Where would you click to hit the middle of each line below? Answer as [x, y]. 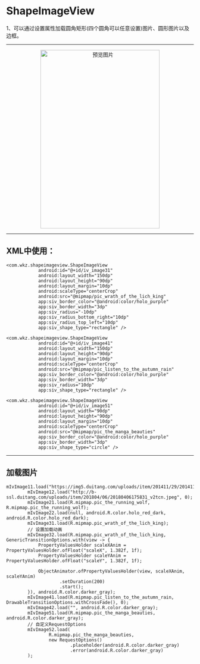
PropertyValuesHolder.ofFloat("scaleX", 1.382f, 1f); [74, 550]
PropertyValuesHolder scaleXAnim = [82, 545]
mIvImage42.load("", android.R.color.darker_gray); [93, 607]
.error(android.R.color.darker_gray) [117, 650]
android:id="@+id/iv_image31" [75, 270]
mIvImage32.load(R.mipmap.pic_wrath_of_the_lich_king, [97, 535]
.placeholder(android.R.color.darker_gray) [125, 645]
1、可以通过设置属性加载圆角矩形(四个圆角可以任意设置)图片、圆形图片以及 [98, 28]
